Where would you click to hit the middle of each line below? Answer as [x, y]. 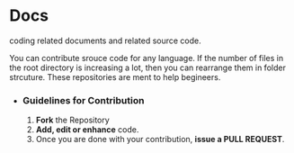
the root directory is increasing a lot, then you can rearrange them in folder [147, 67]
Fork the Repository [72, 120]
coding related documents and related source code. [105, 40]
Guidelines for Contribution [83, 100]
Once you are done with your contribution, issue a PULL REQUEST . [160, 139]
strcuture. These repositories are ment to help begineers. [115, 76]
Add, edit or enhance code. [87, 130]
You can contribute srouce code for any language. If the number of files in [147, 58]
